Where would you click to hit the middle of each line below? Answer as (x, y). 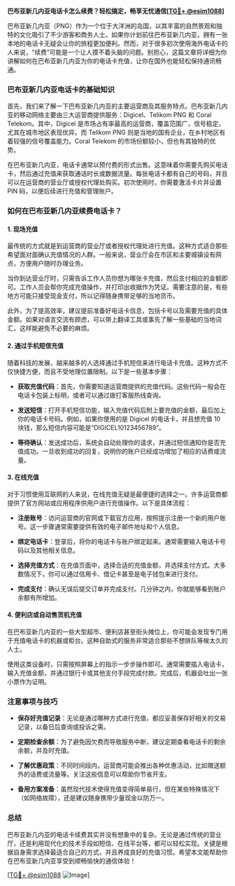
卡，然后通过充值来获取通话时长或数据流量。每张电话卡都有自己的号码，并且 (117, 174)
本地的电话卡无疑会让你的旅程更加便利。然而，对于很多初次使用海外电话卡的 (117, 43)
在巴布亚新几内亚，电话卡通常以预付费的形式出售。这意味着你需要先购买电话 (117, 165)
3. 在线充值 (23, 477)
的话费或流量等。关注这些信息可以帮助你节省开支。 (97, 775)
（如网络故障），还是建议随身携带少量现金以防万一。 (92, 798)
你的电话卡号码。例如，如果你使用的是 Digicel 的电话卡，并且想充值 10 (119, 418)
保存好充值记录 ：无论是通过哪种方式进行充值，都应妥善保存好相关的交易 (121, 718)
